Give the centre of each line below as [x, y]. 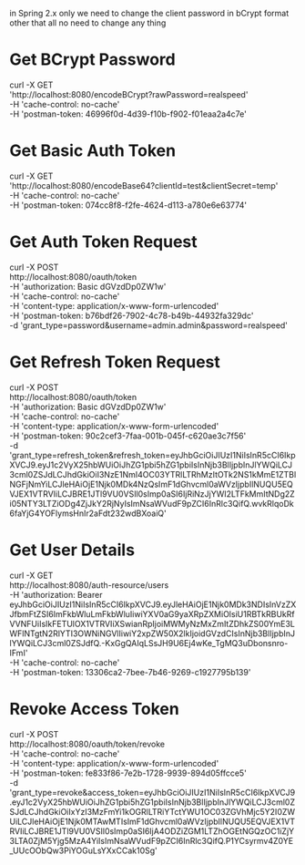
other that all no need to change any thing [88, 23]
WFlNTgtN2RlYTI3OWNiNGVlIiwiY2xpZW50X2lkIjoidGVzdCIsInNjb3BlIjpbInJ [152, 633]
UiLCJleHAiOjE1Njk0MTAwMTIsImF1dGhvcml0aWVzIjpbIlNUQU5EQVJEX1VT [152, 821]
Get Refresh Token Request [115, 362]
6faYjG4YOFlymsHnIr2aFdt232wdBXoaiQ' [88, 513]
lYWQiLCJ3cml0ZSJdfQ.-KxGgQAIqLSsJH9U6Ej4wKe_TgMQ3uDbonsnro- [149, 643]
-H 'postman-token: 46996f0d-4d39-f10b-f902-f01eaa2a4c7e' [128, 114]
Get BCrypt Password [92, 60]
